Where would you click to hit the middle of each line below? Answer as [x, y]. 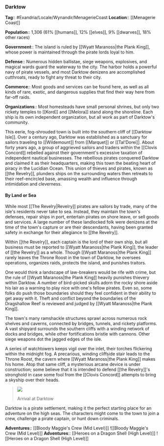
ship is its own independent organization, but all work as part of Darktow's [80, 117]
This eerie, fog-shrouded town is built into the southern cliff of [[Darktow [79, 132]
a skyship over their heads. [32, 380]
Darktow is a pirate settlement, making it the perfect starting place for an [78, 408]
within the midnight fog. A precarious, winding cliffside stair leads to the [78, 354]
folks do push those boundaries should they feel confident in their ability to [81, 293]
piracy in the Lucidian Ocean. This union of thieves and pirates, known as [79, 168]
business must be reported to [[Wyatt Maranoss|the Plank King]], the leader [82, 247]
